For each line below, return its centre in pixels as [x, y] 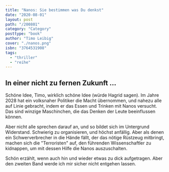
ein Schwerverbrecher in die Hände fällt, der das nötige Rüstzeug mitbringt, [85, 138]
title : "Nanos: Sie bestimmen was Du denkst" [54, 10]
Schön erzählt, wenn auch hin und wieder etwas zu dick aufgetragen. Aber [84, 158]
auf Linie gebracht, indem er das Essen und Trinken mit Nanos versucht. [81, 106]
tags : [11, 53]
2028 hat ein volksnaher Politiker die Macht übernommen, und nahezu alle [83, 101]
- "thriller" [24, 57]
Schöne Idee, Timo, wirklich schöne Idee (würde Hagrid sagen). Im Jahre [82, 95]
